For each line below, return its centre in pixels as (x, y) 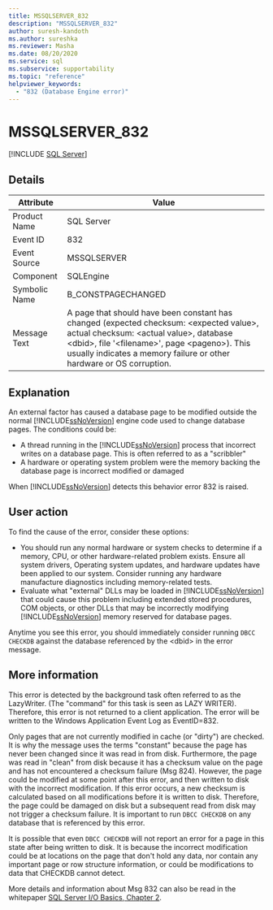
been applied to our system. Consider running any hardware (121, 573)
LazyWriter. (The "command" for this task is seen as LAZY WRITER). (123, 703)
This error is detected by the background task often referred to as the (125, 695)
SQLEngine (88, 276)
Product (28, 216)
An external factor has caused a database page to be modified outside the (133, 412)
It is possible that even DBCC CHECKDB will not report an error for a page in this (136, 838)
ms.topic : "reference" (47, 76)
